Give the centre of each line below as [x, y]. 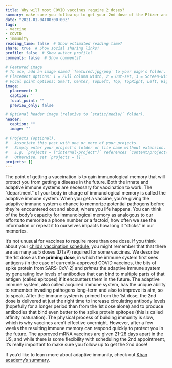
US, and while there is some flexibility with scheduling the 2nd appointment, [85, 339]
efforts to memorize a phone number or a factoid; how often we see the [81, 220]
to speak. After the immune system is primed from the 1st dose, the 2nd [81, 295]
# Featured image [24, 67]
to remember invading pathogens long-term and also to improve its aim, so [84, 290]
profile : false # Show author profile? [49, 53]
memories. [17, 231]
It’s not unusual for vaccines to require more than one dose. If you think [81, 241]
